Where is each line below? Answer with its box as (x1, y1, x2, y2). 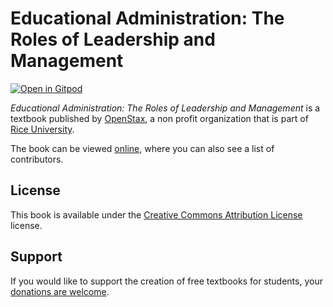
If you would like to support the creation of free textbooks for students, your (10, 275, 323, 287)
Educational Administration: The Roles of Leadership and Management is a (10, 102, 321, 114)
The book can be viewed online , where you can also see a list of (10, 142, 275, 154)
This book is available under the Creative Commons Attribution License (10, 208, 303, 221)
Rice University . (10, 123, 75, 135)
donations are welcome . (10, 285, 110, 297)
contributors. (10, 153, 64, 165)
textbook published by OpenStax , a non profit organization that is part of (10, 112, 309, 124)
